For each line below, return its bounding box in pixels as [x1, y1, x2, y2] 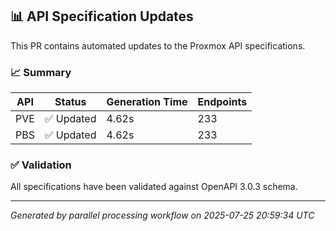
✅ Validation [10, 158, 72, 172]
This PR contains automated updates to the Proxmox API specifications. [10, 39, 306, 52]
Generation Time [106, 95, 188, 109]
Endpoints [197, 95, 248, 109]
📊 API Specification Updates [10, 8, 194, 25]
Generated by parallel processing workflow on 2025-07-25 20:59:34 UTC [10, 209, 315, 222]
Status [54, 95, 87, 109]
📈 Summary [10, 65, 72, 79]
